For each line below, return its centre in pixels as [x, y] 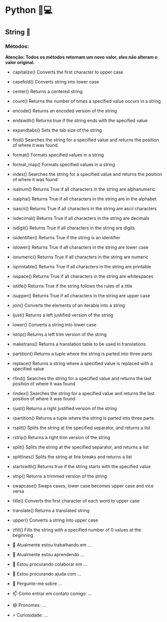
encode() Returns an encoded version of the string [65, 110]
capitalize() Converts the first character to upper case [68, 72]
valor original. [20, 62]
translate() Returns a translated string [51, 510]
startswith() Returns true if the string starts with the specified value [81, 466]
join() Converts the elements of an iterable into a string [68, 305]
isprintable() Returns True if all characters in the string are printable [82, 266]
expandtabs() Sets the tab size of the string [57, 130]
